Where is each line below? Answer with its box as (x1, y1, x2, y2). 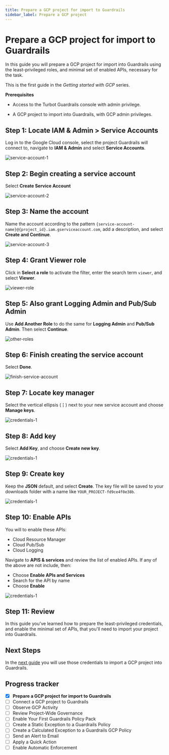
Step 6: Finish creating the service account (5, 350, 144, 359)
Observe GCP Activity (12, 704, 58, 710)
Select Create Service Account (5, 183, 71, 189)
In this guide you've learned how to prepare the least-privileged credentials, (5, 621, 163, 627)
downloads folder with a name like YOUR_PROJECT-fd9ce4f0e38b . (5, 488, 135, 494)
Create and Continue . (5, 231, 51, 237)
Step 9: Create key (5, 469, 65, 479)
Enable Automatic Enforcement (12, 744, 77, 750)
